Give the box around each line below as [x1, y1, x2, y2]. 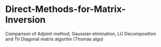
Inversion [5, 14, 46, 25]
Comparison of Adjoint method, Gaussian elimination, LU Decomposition [5, 30, 156, 36]
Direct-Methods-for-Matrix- [5, 3, 126, 15]
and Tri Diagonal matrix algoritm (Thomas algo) [5, 36, 104, 42]
